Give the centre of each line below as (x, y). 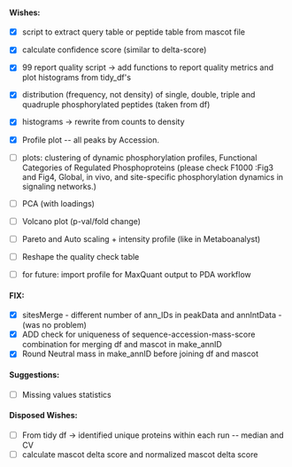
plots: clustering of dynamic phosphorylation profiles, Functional (139, 157)
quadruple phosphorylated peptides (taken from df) (116, 105)
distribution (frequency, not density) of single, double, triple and (138, 95)
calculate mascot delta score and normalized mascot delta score (140, 454)
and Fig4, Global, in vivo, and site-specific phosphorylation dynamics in (153, 176)
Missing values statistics (67, 394)
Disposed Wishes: (43, 416)
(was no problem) (54, 325)
